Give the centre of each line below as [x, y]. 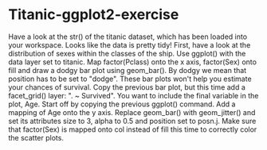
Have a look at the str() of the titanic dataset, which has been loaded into [128, 37]
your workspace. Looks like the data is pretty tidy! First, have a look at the [130, 44]
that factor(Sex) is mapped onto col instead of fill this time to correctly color [133, 129]
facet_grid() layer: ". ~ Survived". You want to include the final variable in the [133, 95]
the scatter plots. [36, 137]
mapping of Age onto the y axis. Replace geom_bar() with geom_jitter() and [132, 112]
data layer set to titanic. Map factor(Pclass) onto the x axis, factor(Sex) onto [133, 62]
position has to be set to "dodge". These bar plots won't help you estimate [130, 79]
